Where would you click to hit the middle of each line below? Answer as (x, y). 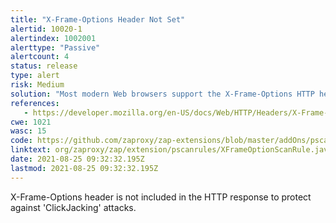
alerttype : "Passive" (55, 47)
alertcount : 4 (40, 57)
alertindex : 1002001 (53, 38)
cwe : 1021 (31, 122)
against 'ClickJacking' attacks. (73, 207)
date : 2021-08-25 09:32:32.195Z (77, 159)
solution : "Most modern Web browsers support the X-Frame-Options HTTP (162, 94)
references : (35, 103)
